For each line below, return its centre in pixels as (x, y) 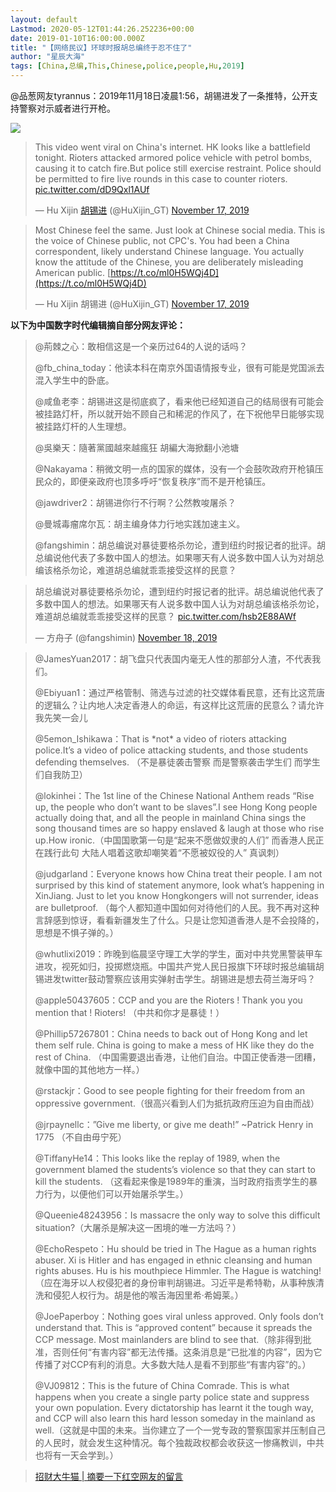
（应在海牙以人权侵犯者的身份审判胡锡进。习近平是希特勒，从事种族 (175, 1282)
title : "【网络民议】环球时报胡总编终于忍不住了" (101, 47)
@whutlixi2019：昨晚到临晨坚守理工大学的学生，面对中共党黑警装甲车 (178, 954)
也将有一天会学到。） (76, 1455)
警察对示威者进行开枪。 (67, 108)
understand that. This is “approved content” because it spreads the (173, 1327)
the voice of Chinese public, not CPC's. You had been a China (162, 240)
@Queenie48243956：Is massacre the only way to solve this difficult (177, 1215)
